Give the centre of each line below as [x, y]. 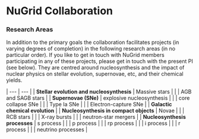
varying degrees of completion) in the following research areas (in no [91, 49]
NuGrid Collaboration [60, 11]
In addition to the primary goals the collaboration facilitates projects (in [93, 42]
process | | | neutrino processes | [47, 129]
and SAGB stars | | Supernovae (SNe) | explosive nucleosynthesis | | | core [98, 98]
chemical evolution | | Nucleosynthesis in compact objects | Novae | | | [95, 110]
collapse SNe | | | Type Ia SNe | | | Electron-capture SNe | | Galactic [89, 105]
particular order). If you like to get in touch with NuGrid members [85, 55]
